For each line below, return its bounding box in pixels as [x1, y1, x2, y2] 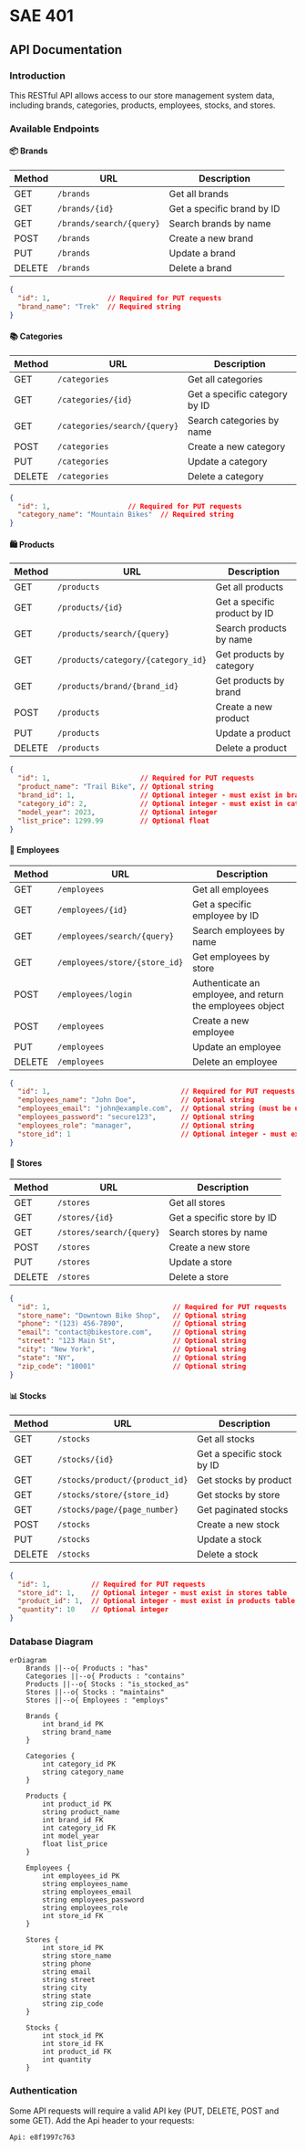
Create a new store [168, 1241, 250, 1254]
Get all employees [192, 883, 270, 896]
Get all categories [188, 372, 263, 385]
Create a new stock [197, 1517, 280, 1530]
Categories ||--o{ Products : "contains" [25, 1672, 185, 1681]
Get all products [215, 581, 284, 593]
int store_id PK [42, 1944, 104, 1953]
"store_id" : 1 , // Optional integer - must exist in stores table [17, 1588, 288, 1598]
